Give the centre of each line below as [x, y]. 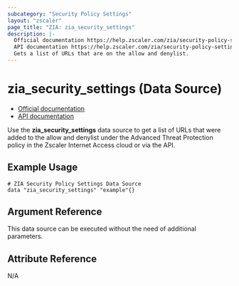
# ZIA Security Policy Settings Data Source [74, 184]
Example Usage [43, 168]
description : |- [31, 34]
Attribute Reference [52, 259]
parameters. [25, 236]
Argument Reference [55, 212]
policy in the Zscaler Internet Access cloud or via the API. [91, 145]
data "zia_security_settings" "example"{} [71, 190]
